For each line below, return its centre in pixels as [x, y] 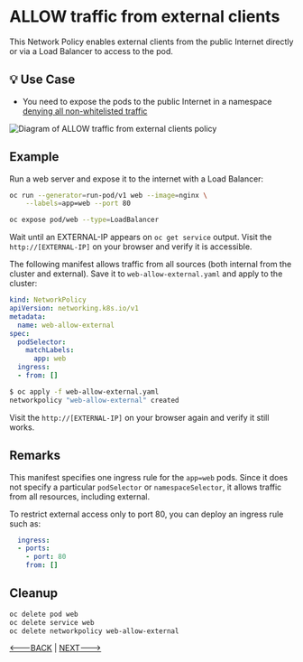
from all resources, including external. [80, 496]
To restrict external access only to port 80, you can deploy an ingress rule [147, 514]
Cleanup [34, 593]
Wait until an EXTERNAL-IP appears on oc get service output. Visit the [141, 238]
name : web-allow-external [66, 325]
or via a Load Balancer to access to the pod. [92, 51]
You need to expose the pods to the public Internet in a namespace [147, 101]
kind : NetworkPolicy [48, 300]
